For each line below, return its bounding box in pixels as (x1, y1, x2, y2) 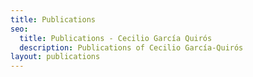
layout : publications (10, 52, 101, 62)
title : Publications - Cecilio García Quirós (19, 33, 213, 43)
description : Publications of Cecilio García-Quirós (19, 42, 244, 53)
